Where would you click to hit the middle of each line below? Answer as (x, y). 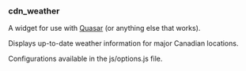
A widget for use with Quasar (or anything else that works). (104, 28)
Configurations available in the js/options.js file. (85, 59)
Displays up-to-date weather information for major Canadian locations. (123, 43)
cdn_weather (34, 11)
